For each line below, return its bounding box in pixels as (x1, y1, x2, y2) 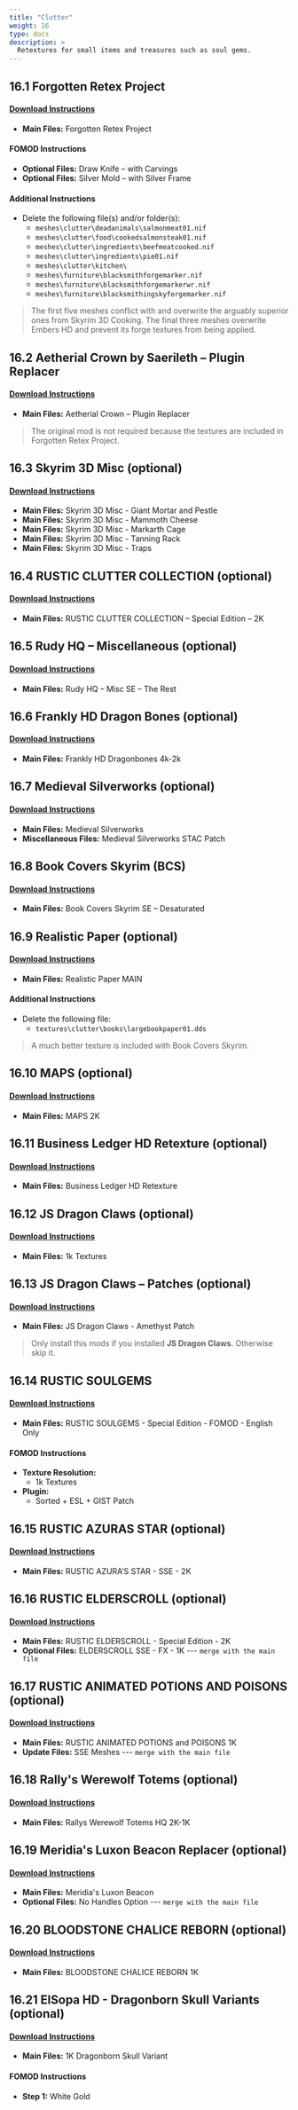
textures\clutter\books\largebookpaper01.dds (35, 1025, 207, 1034)
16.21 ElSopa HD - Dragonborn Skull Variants (9, 1993, 260, 2008)
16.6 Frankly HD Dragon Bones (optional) (9, 709, 239, 724)
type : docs (9, 29, 50, 38)
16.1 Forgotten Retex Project (9, 79, 166, 94)
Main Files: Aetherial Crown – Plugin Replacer (21, 408, 191, 419)
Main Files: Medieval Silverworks (21, 823, 145, 834)
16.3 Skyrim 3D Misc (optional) (9, 461, 183, 476)
